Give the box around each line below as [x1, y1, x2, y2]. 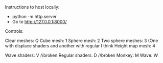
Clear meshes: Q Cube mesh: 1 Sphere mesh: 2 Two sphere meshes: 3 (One [5, 38, 158, 43]
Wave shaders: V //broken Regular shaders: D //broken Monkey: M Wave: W [5, 52, 158, 58]
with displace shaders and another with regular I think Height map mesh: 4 [5, 43, 156, 48]
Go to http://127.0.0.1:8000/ [12, 19, 67, 24]
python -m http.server [12, 14, 57, 19]
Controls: [5, 28, 23, 34]
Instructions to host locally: [5, 4, 60, 10]
